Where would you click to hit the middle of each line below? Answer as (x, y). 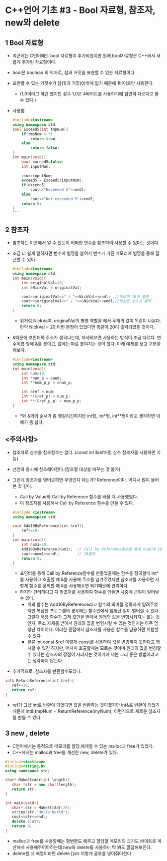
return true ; (44, 139)
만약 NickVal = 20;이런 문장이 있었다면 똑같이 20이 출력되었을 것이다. (87, 327)
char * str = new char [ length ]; (44, 785)
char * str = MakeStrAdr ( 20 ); (42, 808)
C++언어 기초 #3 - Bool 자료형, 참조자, (80, 10)
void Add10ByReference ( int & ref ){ (48, 526)
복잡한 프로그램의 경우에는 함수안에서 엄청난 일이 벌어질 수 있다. (98, 611)
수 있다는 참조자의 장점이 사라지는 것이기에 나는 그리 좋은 (82, 654)
